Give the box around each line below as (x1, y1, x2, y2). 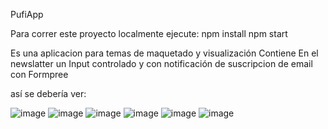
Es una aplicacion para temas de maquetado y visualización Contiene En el (10, 47, 319, 59)
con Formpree (10, 69, 69, 80)
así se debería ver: (10, 88, 87, 99)
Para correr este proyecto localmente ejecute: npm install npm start (10, 28, 288, 39)
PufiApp (10, 9, 44, 20)
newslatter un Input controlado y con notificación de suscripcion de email (10, 58, 313, 69)
